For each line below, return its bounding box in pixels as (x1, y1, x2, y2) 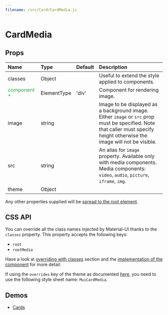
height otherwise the (98, 132, 147, 139)
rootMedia (12, 247, 33, 252)
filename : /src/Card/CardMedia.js (5, 7, 77, 12)
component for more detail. (5, 261, 61, 267)
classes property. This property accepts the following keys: (5, 231, 127, 237)
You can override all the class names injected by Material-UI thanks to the (5, 226, 157, 232)
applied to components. (98, 78, 154, 85)
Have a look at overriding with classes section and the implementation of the (5, 256, 163, 262)
